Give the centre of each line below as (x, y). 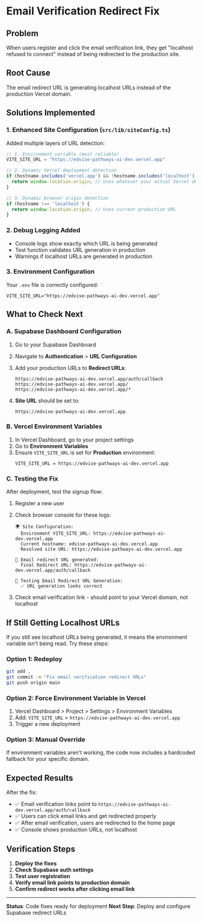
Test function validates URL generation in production (80, 250)
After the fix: (22, 793)
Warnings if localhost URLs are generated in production (84, 256)
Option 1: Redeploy (34, 659)
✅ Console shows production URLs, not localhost (76, 830)
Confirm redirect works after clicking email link (75, 889)
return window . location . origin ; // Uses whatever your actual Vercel (100, 182)
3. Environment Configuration (50, 272)
